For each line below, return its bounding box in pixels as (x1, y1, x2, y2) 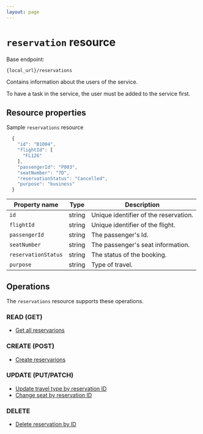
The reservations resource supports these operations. (6, 297, 144, 304)
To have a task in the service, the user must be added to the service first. (6, 90, 191, 97)
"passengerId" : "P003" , (17, 164, 78, 170)
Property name (13, 200, 59, 209)
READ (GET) (6, 312, 43, 321)
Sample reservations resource (6, 123, 84, 131)
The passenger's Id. (91, 230, 149, 239)
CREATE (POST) (6, 342, 55, 350)
